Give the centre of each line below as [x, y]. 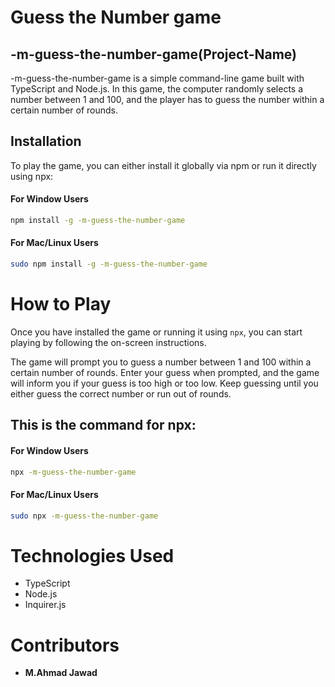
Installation [46, 141]
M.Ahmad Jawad [61, 673]
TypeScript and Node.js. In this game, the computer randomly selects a [157, 89]
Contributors [65, 645]
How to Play [61, 304]
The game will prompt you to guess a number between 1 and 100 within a [161, 362]
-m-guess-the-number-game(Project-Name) [154, 54]
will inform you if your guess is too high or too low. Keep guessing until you [164, 383]
